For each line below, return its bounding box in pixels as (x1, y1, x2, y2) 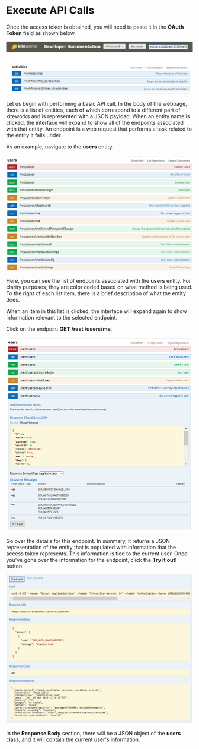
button (6, 562, 23, 570)
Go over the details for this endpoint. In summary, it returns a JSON (6, 538, 171, 545)
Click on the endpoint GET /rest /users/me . (6, 325, 113, 333)
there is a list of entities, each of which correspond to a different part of (6, 106, 181, 113)
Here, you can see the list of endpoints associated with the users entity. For (6, 277, 191, 285)
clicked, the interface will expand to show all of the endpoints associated (6, 119, 184, 126)
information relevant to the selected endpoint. (6, 314, 118, 321)
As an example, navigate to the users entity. (6, 143, 114, 150)
